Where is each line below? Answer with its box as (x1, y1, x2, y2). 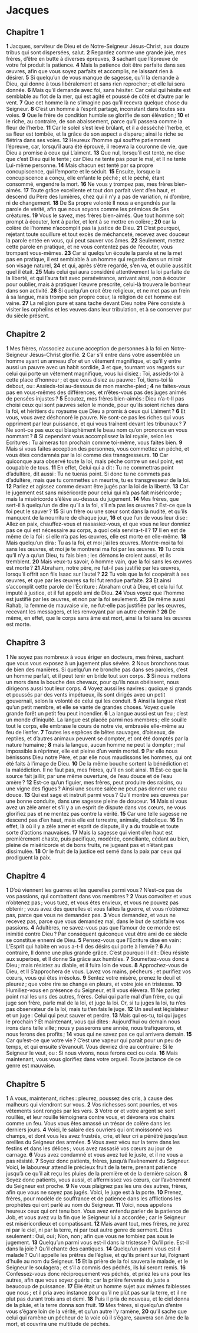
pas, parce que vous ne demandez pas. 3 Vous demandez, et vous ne (6, 912, 176, 919)
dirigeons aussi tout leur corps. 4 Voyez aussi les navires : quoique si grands (6, 685, 192, 692)
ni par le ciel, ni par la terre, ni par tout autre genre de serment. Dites (6, 1226, 173, 1233)
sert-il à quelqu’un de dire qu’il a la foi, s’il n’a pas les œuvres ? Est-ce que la (6, 501, 192, 508)
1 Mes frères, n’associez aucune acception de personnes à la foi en (6, 344, 170, 352)
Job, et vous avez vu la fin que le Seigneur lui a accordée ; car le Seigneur (6, 1214, 186, 1221)
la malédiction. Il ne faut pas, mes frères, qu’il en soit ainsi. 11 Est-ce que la (6, 766, 187, 773)
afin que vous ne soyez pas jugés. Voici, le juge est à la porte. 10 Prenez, (6, 1189, 183, 1196)
